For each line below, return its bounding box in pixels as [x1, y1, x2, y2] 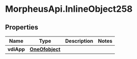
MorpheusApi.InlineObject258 [5, 3, 133, 15]
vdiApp [7, 46, 25, 53]
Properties [5, 23, 38, 31]
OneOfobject [29, 46, 61, 53]
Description [65, 38, 94, 44]
